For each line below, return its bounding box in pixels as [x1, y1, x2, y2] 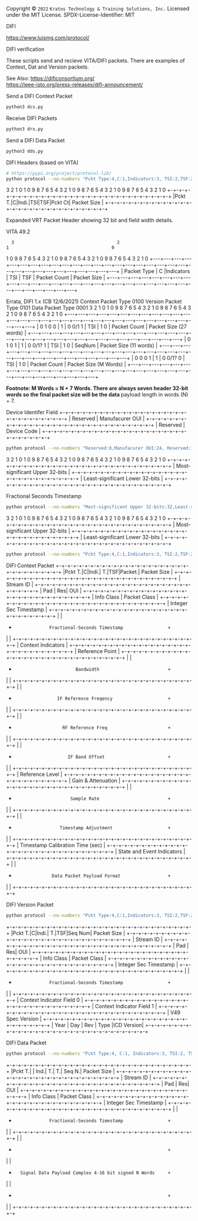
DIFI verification [6, 46, 45, 53]
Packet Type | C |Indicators [124, 268, 190, 275]
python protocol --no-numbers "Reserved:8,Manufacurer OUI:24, [6, 446, 165, 452]
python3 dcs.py [6, 104, 44, 110]
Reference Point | [77, 648, 120, 655]
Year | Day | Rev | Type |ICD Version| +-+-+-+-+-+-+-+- [54, 1021, 192, 1028]
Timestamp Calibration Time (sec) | [19, 842, 106, 849]
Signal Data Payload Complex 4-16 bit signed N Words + [20, 1170, 171, 1175]
